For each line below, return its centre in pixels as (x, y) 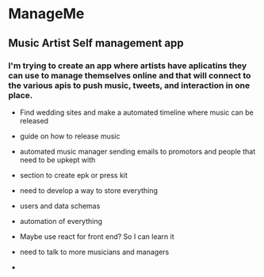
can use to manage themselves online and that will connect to (130, 75)
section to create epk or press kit (74, 175)
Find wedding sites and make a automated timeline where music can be (136, 112)
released (34, 120)
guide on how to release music (70, 136)
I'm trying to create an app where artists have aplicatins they (128, 66)
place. (21, 95)
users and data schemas (60, 206)
